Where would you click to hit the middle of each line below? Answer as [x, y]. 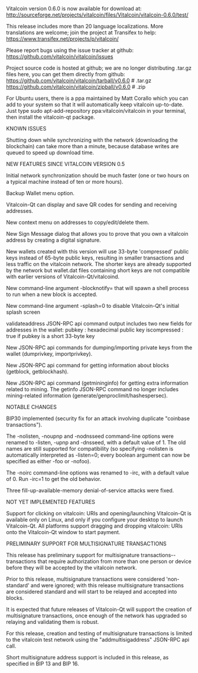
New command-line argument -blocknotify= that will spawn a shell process [98, 288]
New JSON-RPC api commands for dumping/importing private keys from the [99, 347]
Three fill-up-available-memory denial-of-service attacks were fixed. [90, 490]
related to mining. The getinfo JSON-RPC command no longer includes [92, 389]
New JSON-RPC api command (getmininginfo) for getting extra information [98, 383]
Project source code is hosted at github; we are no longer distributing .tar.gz [99, 68]
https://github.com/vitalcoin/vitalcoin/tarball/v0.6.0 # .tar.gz [79, 80]
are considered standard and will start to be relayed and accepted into [92, 591]
